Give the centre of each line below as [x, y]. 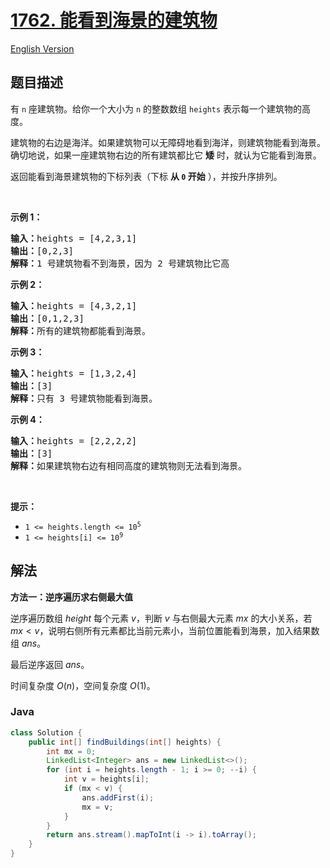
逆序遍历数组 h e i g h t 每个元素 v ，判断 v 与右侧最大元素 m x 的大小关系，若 [161, 618]
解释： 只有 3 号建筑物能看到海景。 [84, 398]
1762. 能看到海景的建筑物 [114, 20]
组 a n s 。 [28, 643]
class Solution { [46, 732]
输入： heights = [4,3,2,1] [74, 305]
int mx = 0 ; [71, 751]
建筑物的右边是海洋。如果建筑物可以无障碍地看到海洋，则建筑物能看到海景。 [168, 142]
